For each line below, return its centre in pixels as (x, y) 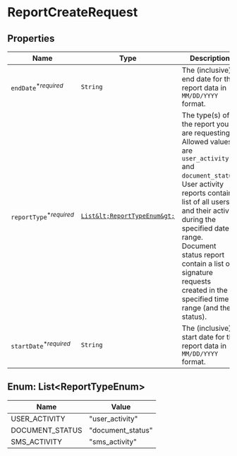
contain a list (203, 264)
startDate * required (41, 345)
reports (194, 193)
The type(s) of (206, 115)
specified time (205, 299)
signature (197, 273)
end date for (202, 79)
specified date (205, 228)
